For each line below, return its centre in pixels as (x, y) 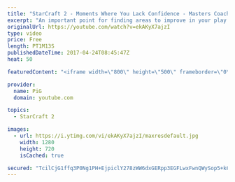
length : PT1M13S (31, 46)
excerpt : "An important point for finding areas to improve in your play (117, 20)
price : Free (24, 40)
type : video (24, 33)
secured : (20, 168)
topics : (19, 110)
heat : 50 (20, 59)
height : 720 (37, 149)
